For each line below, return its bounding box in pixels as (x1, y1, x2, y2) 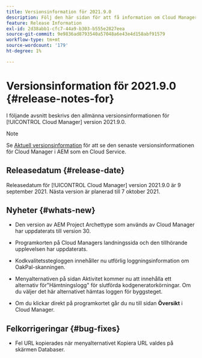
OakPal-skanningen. (14, 264, 66, 271)
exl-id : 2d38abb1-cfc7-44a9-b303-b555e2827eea (6, 25, 125, 32)
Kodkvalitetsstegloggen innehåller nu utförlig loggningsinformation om (14, 257, 189, 265)
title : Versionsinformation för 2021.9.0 (6, 8, 112, 15)
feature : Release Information (6, 20, 82, 26)
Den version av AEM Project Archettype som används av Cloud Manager (14, 221, 195, 229)
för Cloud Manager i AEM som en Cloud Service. (6, 148, 126, 155)
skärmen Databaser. (14, 346, 65, 353)
